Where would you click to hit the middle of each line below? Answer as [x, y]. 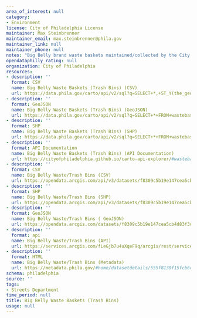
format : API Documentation [44, 148]
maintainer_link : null [34, 45]
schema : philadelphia [33, 273]
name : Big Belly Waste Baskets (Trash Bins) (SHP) [74, 132]
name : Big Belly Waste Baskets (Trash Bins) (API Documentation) [93, 153]
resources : [19, 72]
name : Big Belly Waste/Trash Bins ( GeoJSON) [68, 219]
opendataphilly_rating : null [42, 60]
